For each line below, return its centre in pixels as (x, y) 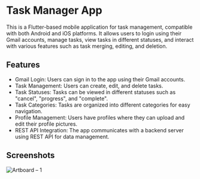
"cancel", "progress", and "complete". (61, 98)
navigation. (29, 111)
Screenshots (31, 155)
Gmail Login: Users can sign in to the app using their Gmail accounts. (100, 79)
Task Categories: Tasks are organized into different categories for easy (102, 105)
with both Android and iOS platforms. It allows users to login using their (94, 33)
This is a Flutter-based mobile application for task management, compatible (99, 27)
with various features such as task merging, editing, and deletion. (87, 46)
